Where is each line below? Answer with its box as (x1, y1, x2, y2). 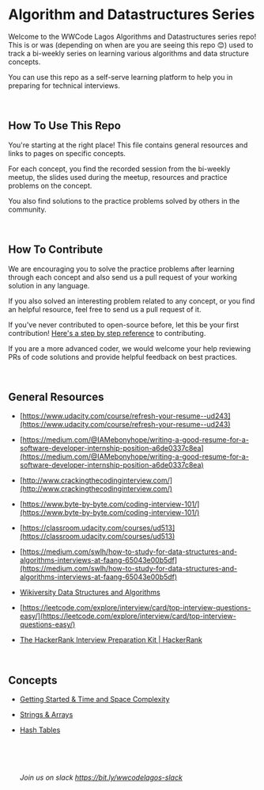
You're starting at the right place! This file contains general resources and (8, 140, 248, 150)
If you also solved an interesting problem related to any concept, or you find (8, 296, 255, 306)
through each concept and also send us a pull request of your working (8, 272, 237, 282)
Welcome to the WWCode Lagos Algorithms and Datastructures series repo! (8, 32, 257, 41)
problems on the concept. (8, 181, 92, 190)
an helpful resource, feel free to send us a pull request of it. (8, 304, 202, 314)
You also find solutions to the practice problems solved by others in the (8, 196, 240, 205)
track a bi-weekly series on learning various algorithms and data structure (8, 48, 249, 58)
